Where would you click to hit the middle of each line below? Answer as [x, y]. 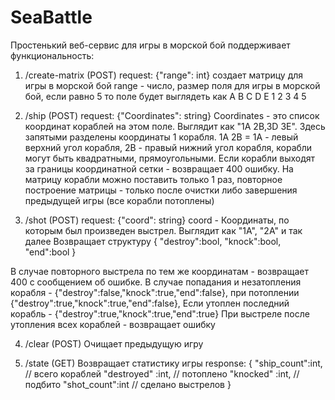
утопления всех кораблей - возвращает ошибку [113, 324]
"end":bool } [50, 252]
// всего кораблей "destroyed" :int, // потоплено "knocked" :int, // [162, 373]
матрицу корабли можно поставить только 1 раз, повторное [153, 179]
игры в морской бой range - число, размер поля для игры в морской [172, 85]
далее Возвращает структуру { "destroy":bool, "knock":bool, [153, 241]
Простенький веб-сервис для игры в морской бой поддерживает [150, 45]
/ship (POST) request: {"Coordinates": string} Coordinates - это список [172, 115]
